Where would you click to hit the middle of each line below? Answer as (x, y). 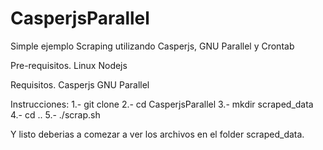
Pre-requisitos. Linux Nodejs (69, 65)
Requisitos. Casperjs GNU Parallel (80, 84)
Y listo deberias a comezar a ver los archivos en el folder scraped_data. (157, 134)
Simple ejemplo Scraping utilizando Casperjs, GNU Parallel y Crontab (152, 46)
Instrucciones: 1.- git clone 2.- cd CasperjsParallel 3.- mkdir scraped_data (162, 104)
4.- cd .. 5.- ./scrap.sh (55, 114)
